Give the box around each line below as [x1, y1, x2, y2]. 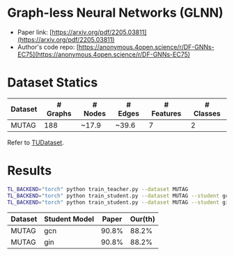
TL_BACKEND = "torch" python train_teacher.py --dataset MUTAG [7, 186, 189, 193]
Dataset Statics [7, 75, 98, 91]
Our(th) [130, 214, 155, 224]
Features [151, 108, 182, 118]
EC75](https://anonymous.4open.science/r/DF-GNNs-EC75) [17, 50, 190, 59]
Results [7, 163, 52, 179]
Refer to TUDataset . [7, 138, 64, 146]
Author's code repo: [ [17, 43, 79, 51]
